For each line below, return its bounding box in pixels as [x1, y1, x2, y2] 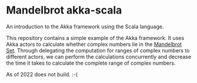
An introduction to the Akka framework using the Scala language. [6, 23, 164, 30]
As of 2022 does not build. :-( [6, 71, 78, 78]
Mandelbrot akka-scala [6, 4, 122, 17]
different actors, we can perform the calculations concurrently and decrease [6, 53, 192, 60]
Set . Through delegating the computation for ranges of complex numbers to [6, 47, 190, 54]
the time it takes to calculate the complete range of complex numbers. [6, 59, 176, 67]
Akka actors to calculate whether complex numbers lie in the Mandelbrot [6, 41, 182, 48]
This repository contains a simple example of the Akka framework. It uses [6, 34, 185, 41]
